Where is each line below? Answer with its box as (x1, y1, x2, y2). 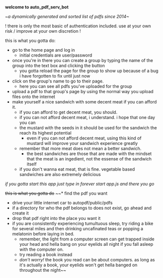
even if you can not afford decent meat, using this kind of (26, 135, 142, 141)
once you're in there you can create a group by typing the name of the (12, 58, 153, 63)
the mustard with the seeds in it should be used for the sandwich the (19, 125, 157, 131)
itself (26, 161, 37, 167)
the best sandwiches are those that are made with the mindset (26, 151, 152, 157)
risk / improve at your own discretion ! (5, 28, 81, 34)
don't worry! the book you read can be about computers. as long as (19, 257, 155, 262)
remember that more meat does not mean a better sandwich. (19, 146, 142, 151)
